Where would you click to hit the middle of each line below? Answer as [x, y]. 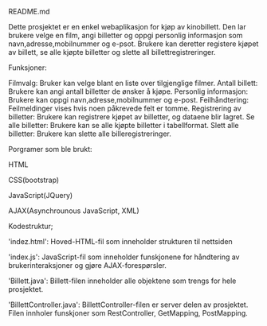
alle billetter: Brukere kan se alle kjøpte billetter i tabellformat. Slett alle [124, 125]
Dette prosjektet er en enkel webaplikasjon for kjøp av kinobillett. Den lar [127, 27]
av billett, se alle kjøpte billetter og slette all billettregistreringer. [112, 52]
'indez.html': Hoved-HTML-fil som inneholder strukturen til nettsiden [120, 241]
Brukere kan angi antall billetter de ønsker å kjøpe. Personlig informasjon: [128, 91]
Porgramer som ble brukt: [51, 149]
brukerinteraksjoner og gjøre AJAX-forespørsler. [88, 265]
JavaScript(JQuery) [41, 195]
